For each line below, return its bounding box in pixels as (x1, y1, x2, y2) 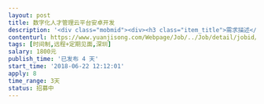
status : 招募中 (8, 84, 54, 92)
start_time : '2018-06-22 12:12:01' (8, 63, 125, 70)
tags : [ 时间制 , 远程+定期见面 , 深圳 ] (8, 41, 112, 48)
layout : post (8, 11, 51, 20)
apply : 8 (8, 70, 37, 77)
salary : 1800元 (8, 48, 57, 56)
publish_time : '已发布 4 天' (8, 56, 99, 63)
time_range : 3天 (8, 77, 60, 84)
